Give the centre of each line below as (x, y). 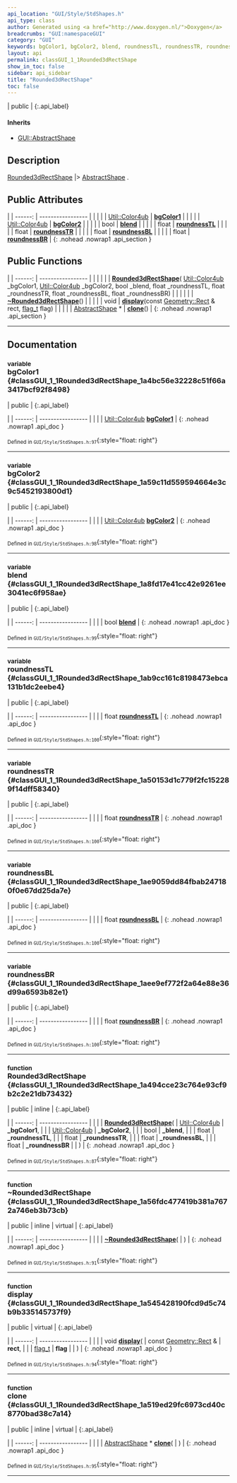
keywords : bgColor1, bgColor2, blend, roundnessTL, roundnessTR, (105, 47)
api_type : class (31, 20)
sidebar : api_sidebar (39, 73)
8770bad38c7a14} (39, 1414)
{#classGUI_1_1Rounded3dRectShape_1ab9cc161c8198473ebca (118, 678)
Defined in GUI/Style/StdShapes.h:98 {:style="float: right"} (83, 543)
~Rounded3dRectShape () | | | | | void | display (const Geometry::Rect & (111, 300)
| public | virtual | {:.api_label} (50, 1327)
